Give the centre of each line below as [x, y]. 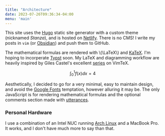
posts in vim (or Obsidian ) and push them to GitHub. [57, 43]
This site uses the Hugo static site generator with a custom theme [72, 33]
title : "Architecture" [28, 10]
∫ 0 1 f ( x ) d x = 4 [83, 74]
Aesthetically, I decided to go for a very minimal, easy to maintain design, [79, 84]
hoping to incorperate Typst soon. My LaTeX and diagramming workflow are [82, 58]
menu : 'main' [18, 19]
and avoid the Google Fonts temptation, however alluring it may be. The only [82, 89]
